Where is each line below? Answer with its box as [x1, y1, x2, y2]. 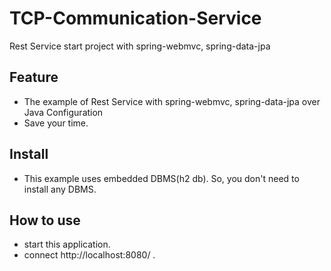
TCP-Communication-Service [9, 7, 262, 30]
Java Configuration [23, 106, 104, 118]
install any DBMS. [23, 183, 97, 195]
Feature [9, 69, 59, 86]
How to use [9, 212, 81, 229]
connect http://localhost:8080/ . [23, 249, 156, 261]
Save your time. [23, 117, 89, 129]
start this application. [23, 238, 111, 251]
